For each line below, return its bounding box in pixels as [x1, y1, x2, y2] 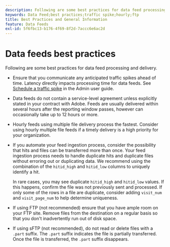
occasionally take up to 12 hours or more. [12, 112, 99, 118]
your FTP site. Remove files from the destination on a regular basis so [12, 210, 158, 216]
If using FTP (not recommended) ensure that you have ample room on [12, 205, 158, 211]
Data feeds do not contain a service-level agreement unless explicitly [12, 95, 157, 101]
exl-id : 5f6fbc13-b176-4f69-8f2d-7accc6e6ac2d [5, 26, 105, 31]
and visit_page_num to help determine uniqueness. [12, 195, 118, 201]
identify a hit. [12, 169, 40, 175]
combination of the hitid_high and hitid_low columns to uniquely [12, 163, 150, 170]
